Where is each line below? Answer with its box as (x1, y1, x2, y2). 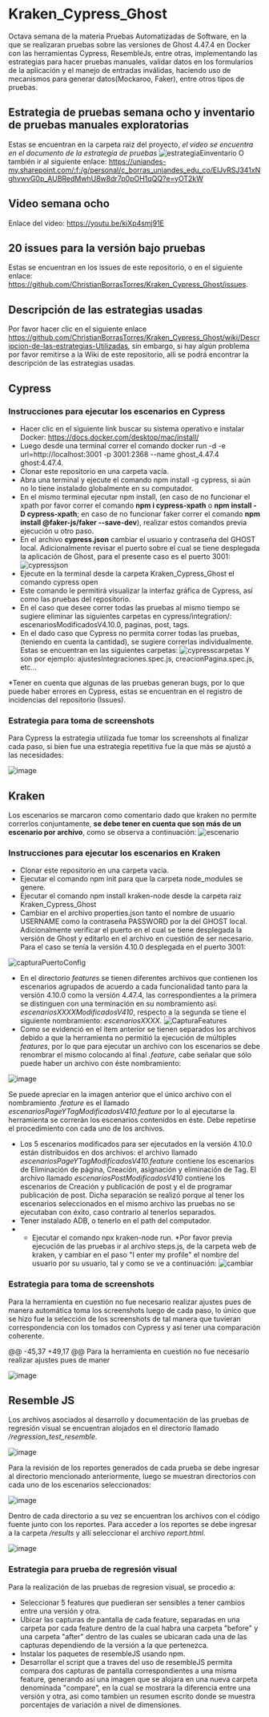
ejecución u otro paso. (19, 526, 94, 536)
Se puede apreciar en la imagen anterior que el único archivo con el (8, 1090, 232, 1099)
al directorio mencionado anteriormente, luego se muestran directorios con (8, 1472, 256, 1481)
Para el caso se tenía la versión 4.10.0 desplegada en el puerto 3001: (19, 942, 247, 952)
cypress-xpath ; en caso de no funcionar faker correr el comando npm (26, 508, 260, 518)
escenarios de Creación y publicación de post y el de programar (19, 1182, 232, 1192)
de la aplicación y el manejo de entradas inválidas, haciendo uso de (8, 65, 231, 75)
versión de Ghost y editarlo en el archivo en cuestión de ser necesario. (19, 933, 254, 943)
